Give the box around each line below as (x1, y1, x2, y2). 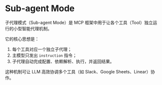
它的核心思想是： (5, 36, 39, 42)
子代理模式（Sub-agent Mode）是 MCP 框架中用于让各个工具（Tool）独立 (5, 19, 153, 25)
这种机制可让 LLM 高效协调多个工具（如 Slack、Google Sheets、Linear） (5, 68, 151, 74)
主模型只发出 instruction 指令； (12, 52, 77, 58)
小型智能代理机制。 (13, 25, 52, 32)
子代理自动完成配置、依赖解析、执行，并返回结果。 (12, 58, 114, 64)
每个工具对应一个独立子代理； (12, 46, 72, 52)
